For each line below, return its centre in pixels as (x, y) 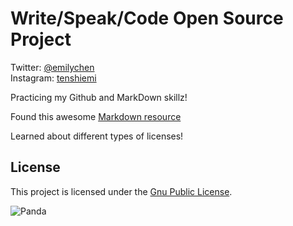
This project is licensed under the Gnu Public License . (121, 191)
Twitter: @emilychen (52, 67)
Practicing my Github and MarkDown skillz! (99, 97)
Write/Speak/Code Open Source (147, 18)
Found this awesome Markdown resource (96, 116)
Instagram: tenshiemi (53, 78)
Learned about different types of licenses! (97, 136)
